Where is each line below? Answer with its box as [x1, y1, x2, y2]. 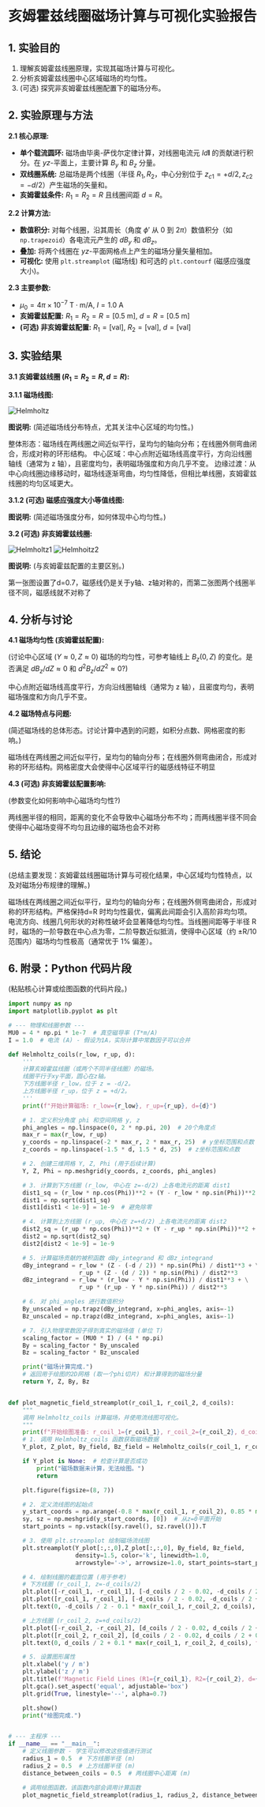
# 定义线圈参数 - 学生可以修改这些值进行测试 [22, 1748, 152, 1756]
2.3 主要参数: [8, 283, 51, 292]
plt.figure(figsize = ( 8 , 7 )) [22, 1486, 114, 1494]
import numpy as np [8, 1000, 73, 1008]
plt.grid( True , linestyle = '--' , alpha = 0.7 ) [22, 1689, 168, 1698]
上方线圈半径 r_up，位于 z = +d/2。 [22, 1088, 131, 1096]
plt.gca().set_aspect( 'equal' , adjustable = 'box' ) [22, 1682, 189, 1690]
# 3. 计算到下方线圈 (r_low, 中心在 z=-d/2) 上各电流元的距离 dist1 [22, 1181, 231, 1190]
